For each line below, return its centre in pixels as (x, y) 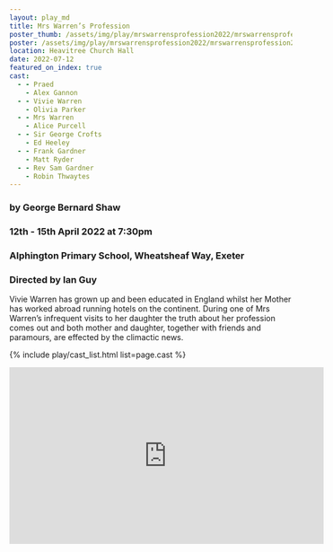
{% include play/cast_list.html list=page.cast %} (98, 355)
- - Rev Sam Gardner (56, 168)
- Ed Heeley (48, 143)
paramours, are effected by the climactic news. (96, 337)
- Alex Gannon (52, 92)
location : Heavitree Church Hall (72, 51)
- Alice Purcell (56, 127)
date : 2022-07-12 (42, 59)
